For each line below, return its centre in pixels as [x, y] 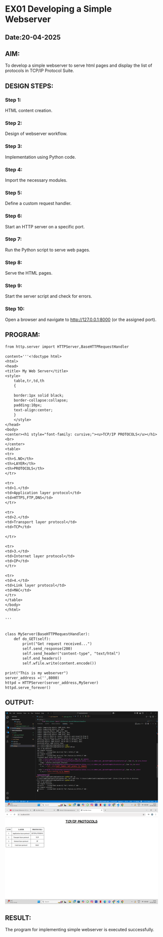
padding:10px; [28, 405]
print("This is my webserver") [37, 673]
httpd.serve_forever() [28, 688]
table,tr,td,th [29, 381]
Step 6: [14, 216]
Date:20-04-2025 [33, 37]
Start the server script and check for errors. [49, 296]
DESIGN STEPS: [29, 86]
